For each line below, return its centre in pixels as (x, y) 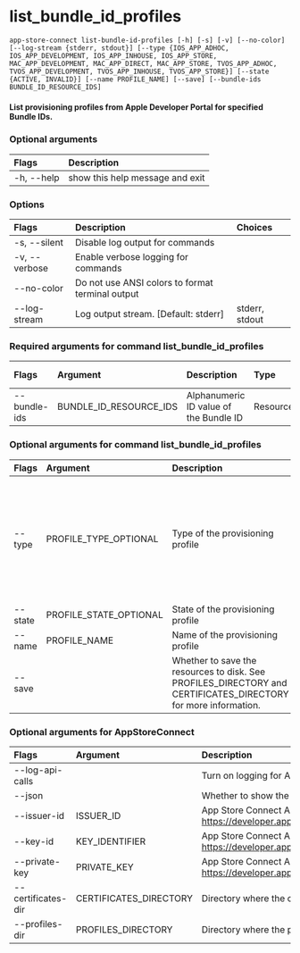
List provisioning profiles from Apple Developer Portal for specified (136, 107)
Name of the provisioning (225, 634)
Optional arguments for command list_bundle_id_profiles (135, 445)
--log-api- (38, 770)
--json (29, 796)
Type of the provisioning (223, 533)
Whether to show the (246, 796)
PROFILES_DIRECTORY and (229, 682)
